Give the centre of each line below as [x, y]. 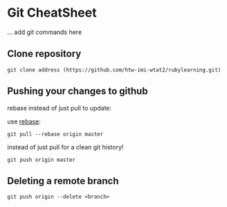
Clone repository [44, 54]
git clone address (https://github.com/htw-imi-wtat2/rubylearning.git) [114, 70]
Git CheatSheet [52, 13]
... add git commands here [45, 32]
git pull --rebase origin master [55, 134]
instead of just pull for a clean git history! [65, 147]
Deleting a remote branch [63, 181]
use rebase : [24, 121]
